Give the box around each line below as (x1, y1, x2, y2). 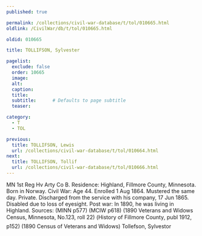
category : (6, 114, 32, 120)
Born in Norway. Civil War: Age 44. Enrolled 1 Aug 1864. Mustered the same (6, 187, 195, 194)
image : (12, 75, 29, 81)
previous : (6, 136, 32, 142)
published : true (6, 8, 47, 15)
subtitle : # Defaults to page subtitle (12, 97, 126, 103)
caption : (12, 86, 34, 93)
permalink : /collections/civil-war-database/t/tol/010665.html (6, 19, 170, 26)
